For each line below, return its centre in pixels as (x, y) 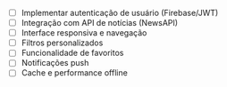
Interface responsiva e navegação (84, 33)
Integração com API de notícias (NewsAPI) (100, 23)
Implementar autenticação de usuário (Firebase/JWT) (120, 13)
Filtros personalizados (62, 43)
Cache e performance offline (75, 73)
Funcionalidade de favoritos (72, 53)
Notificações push (55, 63)
